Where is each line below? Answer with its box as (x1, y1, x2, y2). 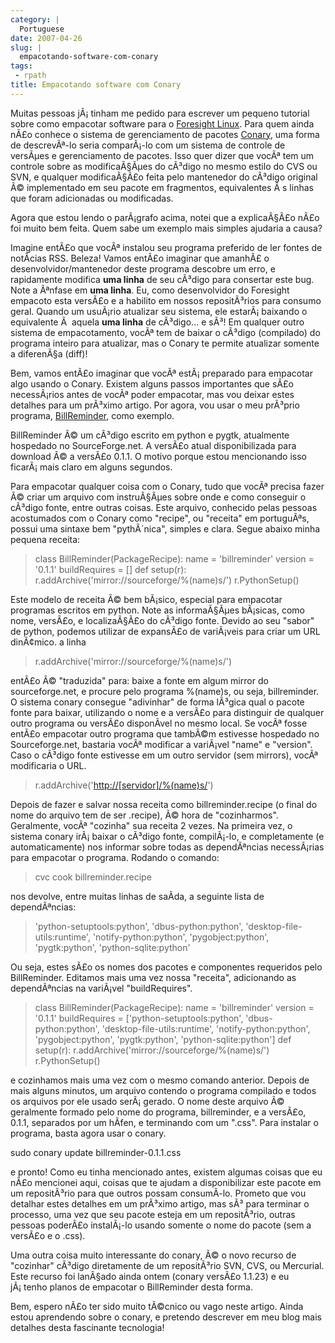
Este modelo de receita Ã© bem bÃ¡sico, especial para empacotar (10, 593, 283, 605)
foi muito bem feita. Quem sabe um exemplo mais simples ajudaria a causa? (10, 222, 323, 234)
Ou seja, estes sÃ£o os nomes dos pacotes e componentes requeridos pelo (10, 961, 323, 973)
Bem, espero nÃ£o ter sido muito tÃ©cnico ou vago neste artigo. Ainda (10, 1300, 304, 1312)
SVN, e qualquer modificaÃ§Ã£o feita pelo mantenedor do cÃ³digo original (10, 171, 318, 183)
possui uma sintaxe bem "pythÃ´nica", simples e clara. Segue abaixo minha (10, 522, 321, 535)
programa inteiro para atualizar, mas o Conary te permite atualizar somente (10, 337, 320, 349)
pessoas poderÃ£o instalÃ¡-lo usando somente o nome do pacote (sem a (10, 1219, 312, 1231)
